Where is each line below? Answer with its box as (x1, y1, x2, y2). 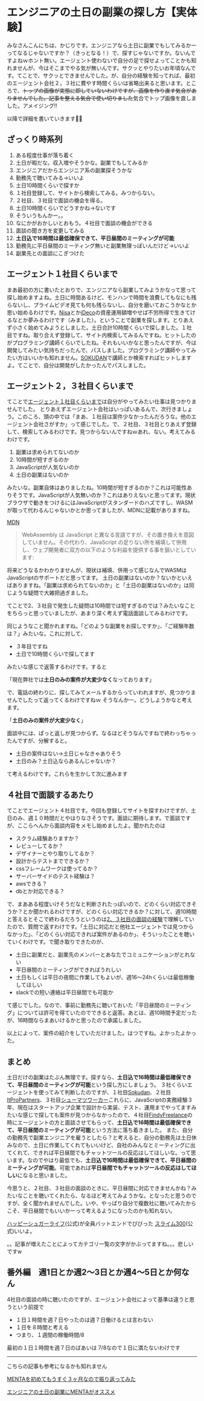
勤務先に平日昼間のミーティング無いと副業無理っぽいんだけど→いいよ (15, 242, 190, 249)
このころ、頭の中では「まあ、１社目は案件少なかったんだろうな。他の (17, 413, 192, 420)
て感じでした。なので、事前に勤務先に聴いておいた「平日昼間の (7, 1001, 165, 1009)
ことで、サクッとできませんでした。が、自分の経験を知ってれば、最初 (22, 72, 196, 79)
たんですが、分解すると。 (7, 737, 71, 744)
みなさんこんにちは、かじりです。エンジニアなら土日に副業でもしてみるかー (7, 42, 197, 49)
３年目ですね (15, 643, 48, 650)
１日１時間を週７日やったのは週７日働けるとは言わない (15, 1316, 153, 1323)
